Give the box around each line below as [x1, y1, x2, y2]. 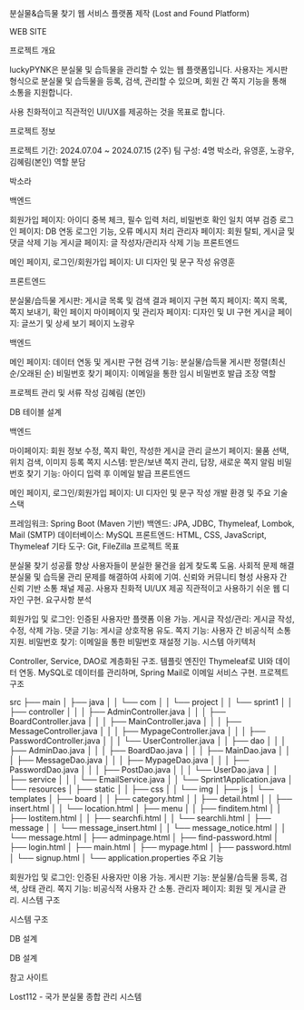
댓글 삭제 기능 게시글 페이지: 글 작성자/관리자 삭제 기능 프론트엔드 [9, 237, 240, 247]
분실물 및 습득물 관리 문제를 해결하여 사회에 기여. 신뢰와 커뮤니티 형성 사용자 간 [9, 571, 288, 582]
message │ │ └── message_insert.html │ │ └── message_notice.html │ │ [9, 823, 287, 833]
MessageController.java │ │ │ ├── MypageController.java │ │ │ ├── [9, 726, 266, 736]
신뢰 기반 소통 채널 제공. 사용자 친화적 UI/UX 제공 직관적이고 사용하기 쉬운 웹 [9, 583, 280, 593]
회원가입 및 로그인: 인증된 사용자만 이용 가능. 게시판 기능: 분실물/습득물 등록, [9, 872, 279, 883]
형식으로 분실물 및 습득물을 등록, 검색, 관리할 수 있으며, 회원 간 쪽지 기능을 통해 [9, 76, 288, 86]
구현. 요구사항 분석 [25, 594, 93, 605]
